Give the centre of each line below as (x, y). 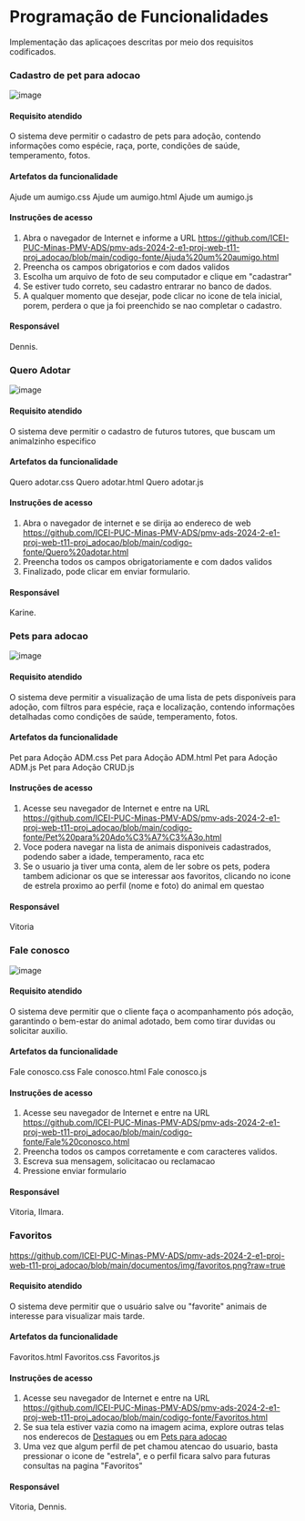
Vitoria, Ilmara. (36, 1212)
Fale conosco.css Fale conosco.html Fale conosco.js (108, 1071)
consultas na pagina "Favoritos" (82, 1466)
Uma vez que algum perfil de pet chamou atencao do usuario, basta (150, 1446)
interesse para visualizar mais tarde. (77, 1316)
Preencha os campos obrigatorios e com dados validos (126, 267)
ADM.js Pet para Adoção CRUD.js (72, 767)
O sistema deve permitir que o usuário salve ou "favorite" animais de (138, 1306)
